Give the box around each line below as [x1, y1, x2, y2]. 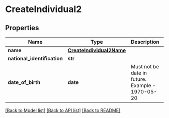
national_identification [8, 55, 63, 62]
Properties [5, 24, 39, 32]
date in [130, 69, 147, 76]
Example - [130, 82, 156, 89]
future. [130, 76, 147, 82]
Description [130, 39, 159, 45]
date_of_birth [8, 79, 41, 86]
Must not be [130, 63, 159, 70]
